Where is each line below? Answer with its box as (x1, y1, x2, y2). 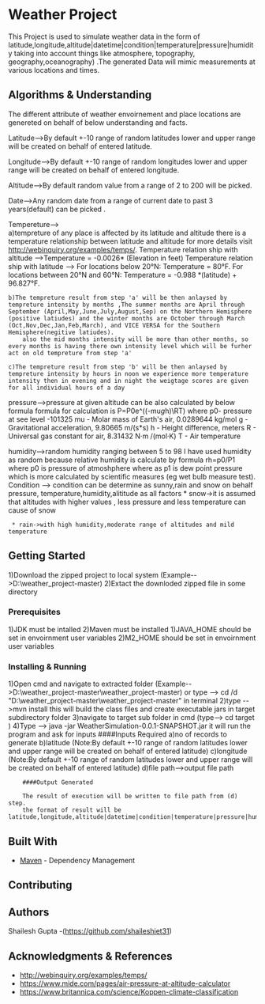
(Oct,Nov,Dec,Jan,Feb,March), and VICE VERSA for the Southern (8, 321, 221, 329)
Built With (8, 835, 58, 848)
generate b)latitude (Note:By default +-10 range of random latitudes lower (8, 738, 248, 748)
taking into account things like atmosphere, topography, (13, 48, 196, 58)
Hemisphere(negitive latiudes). (8, 328, 114, 336)
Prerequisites (8, 607, 61, 618)
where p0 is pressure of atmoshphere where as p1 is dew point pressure (8, 463, 243, 472)
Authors (8, 905, 50, 919)
